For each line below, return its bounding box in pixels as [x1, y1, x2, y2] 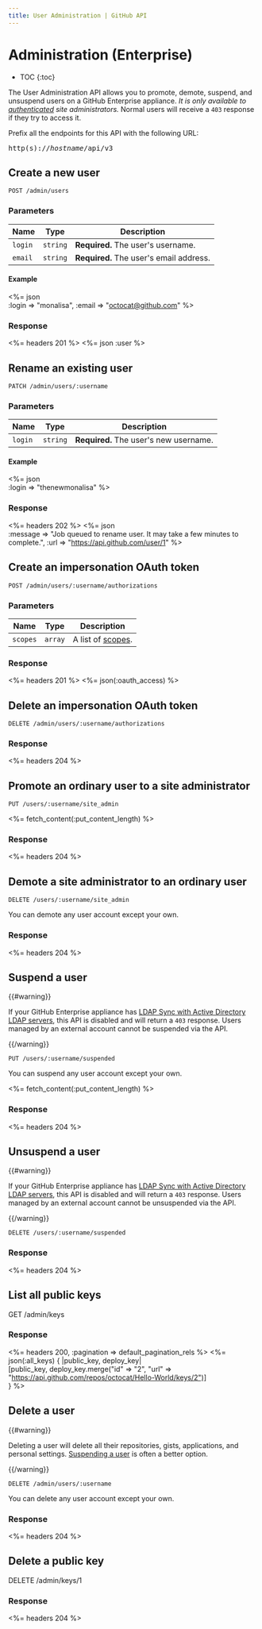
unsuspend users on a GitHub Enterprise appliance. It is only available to [8, 96, 247, 106]
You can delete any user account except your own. [8, 1493, 175, 1503]
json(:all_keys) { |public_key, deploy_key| [8, 1355, 142, 1365]
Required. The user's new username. [75, 434, 214, 445]
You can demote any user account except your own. [8, 910, 179, 919]
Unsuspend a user [8, 1145, 101, 1159]
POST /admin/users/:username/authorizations [8, 581, 158, 590]
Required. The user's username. [75, 239, 196, 250]
